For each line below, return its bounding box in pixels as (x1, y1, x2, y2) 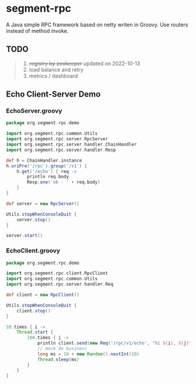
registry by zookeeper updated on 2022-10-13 (29, 60, 141, 67)
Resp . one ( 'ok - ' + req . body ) (27, 179, 100, 186)
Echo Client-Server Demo (6, 90, 101, 100)
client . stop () (16, 308, 51, 314)
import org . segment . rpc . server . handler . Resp (6, 147, 116, 153)
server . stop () (16, 217, 51, 222)
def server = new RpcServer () (6, 201, 80, 207)
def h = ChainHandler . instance (6, 157, 82, 163)
